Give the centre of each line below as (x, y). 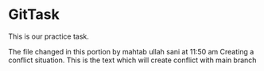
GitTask (34, 15)
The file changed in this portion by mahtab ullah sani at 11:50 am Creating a (131, 51)
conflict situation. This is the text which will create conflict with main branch (132, 60)
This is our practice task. (49, 36)
